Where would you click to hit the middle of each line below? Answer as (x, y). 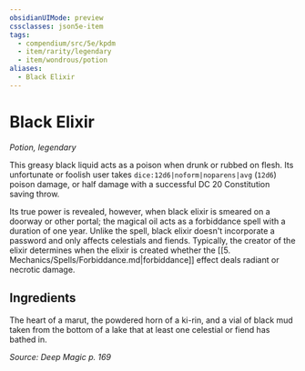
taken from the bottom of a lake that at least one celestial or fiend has (140, 329)
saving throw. (35, 194)
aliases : (26, 69)
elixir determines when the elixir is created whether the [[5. (120, 250)
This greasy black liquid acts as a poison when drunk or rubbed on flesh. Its (152, 165)
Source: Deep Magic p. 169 (61, 356)
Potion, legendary (43, 147)
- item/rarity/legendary (65, 52)
